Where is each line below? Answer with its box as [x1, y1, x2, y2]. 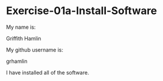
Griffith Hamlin [6, 35, 41, 42]
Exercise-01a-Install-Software [6, 4, 157, 18]
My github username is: [6, 46, 64, 53]
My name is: [6, 23, 36, 31]
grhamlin [6, 58, 28, 65]
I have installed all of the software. [6, 69, 89, 76]
